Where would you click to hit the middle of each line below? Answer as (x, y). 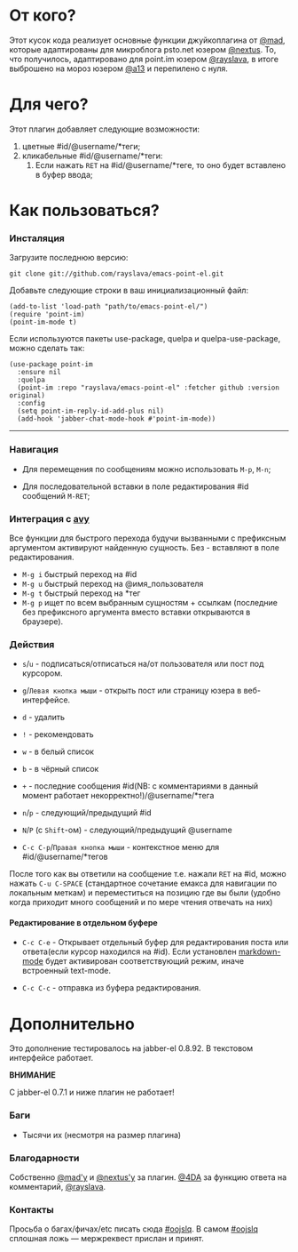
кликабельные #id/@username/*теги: (92, 156)
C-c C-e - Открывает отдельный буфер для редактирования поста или (155, 943)
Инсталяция (37, 238)
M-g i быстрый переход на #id (79, 574)
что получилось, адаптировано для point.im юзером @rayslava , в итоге (144, 59)
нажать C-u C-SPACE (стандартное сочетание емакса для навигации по (143, 883)
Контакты (32, 1209)
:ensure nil (39, 373)
